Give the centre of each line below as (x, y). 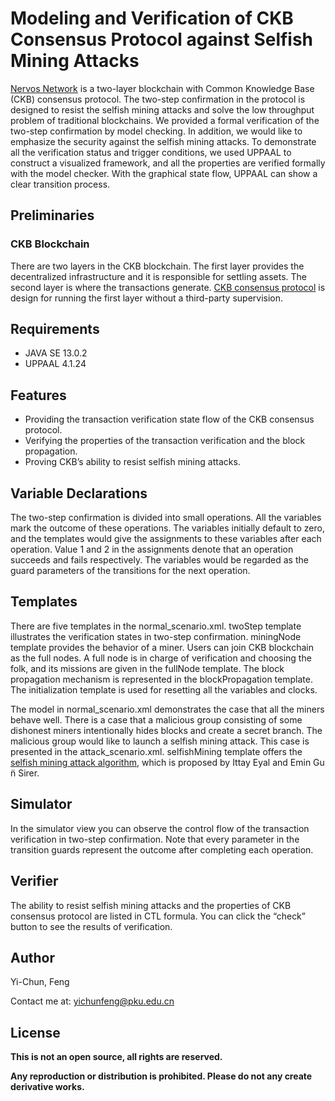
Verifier (34, 881)
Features (38, 395)
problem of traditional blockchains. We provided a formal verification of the (165, 120)
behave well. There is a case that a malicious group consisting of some (156, 719)
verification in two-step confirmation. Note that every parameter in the (155, 839)
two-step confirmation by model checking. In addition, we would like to (156, 131)
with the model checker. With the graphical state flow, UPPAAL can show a (164, 173)
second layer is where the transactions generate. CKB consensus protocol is (168, 287)
